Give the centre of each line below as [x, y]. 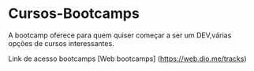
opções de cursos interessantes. [61, 43]
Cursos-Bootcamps [74, 14]
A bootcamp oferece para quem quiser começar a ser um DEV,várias [120, 35]
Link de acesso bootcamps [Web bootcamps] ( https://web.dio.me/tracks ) [127, 59]
